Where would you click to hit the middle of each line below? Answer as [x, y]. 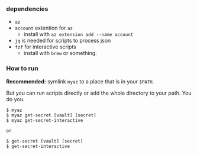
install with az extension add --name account [78, 34]
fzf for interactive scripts [46, 47]
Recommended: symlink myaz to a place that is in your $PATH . [80, 81]
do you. [15, 99]
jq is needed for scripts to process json [63, 41]
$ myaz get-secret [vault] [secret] [51, 115]
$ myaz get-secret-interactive [45, 120]
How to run [22, 69]
